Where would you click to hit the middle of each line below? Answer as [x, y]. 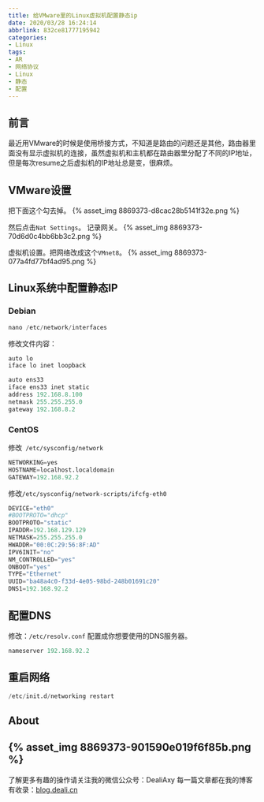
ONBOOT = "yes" [30, 567]
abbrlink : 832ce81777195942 [54, 30]
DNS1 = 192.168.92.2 [38, 589]
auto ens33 [26, 380]
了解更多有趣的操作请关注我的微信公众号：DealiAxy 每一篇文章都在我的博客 [131, 780]
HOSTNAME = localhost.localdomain [61, 470]
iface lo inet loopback [47, 366]
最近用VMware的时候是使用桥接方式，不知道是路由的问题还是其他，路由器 [129, 144]
